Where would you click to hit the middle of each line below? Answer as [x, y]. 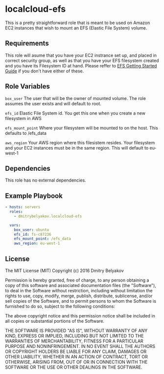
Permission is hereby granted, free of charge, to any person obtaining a [77, 280]
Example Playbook [34, 196]
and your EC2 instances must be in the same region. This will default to [77, 148]
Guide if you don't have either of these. [45, 71]
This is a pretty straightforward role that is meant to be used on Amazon [78, 23]
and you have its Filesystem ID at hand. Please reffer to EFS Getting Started [81, 65]
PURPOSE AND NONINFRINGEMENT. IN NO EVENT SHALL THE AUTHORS [80, 346]
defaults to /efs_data [26, 133]
